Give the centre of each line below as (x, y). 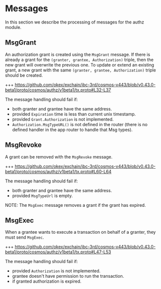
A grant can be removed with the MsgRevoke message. (59, 156)
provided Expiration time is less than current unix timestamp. (74, 114)
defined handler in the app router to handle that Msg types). (72, 130)
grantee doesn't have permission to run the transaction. (68, 276)
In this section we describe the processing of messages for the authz (75, 22)
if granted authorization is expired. (47, 281)
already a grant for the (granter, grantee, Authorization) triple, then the (79, 60)
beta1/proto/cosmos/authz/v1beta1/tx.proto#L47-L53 (58, 252)
